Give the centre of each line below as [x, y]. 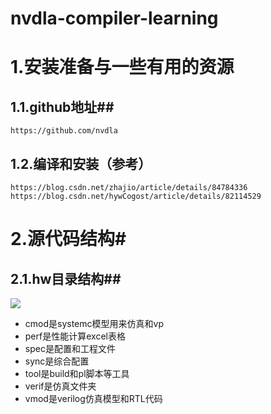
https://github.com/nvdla [64, 131]
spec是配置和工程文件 [70, 348]
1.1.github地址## [62, 107]
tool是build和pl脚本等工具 [77, 373]
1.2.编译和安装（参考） [81, 163]
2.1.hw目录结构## [66, 278]
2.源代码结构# [68, 239]
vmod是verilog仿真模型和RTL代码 [93, 398]
